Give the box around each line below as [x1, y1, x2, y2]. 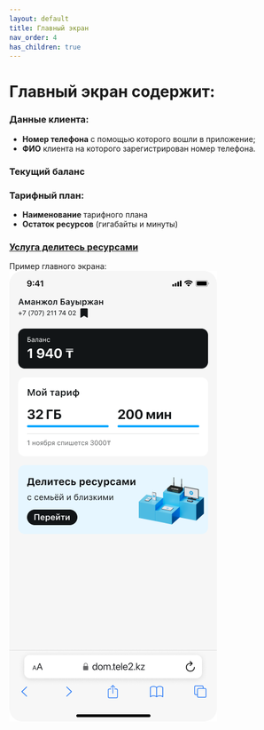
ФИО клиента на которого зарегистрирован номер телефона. [21, 143, 256, 154]
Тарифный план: [9, 189, 84, 202]
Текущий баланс [9, 165, 86, 178]
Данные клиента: [9, 114, 89, 126]
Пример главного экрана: [9, 261, 107, 272]
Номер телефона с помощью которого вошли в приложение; [21, 133, 256, 144]
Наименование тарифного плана [21, 209, 148, 219]
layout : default [9, 14, 69, 23]
